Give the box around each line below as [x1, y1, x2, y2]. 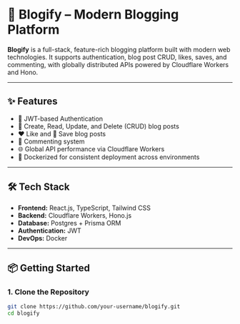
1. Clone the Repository [7, 287, 89, 297]
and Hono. [7, 68, 39, 76]
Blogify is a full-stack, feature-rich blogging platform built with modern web [7, 45, 231, 54]
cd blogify [7, 310, 40, 317]
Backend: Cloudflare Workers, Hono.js [17, 211, 132, 220]
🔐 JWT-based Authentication [17, 114, 104, 123]
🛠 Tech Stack [7, 181, 70, 193]
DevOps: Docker [17, 233, 68, 242]
